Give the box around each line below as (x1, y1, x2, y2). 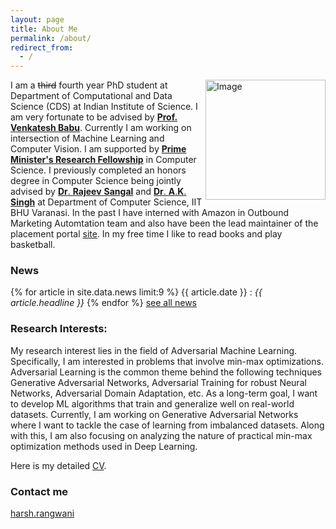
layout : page (10, 14, 65, 25)
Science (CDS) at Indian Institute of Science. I (10, 101, 198, 113)
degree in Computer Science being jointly (10, 175, 182, 187)
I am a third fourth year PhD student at (10, 79, 168, 91)
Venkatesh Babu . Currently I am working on (10, 122, 192, 134)
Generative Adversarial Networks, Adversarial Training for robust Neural (10, 376, 307, 388)
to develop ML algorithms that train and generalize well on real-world (10, 397, 295, 410)
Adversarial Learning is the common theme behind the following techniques (10, 366, 322, 378)
